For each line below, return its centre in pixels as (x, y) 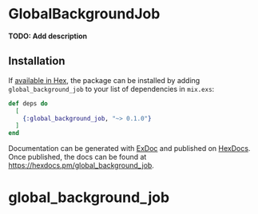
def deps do (28, 103)
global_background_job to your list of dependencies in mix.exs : (111, 89)
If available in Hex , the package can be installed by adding (104, 80)
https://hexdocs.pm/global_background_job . (81, 165)
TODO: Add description (48, 36)
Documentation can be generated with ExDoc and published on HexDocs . (129, 149)
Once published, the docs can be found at (77, 157)
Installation (37, 61)
